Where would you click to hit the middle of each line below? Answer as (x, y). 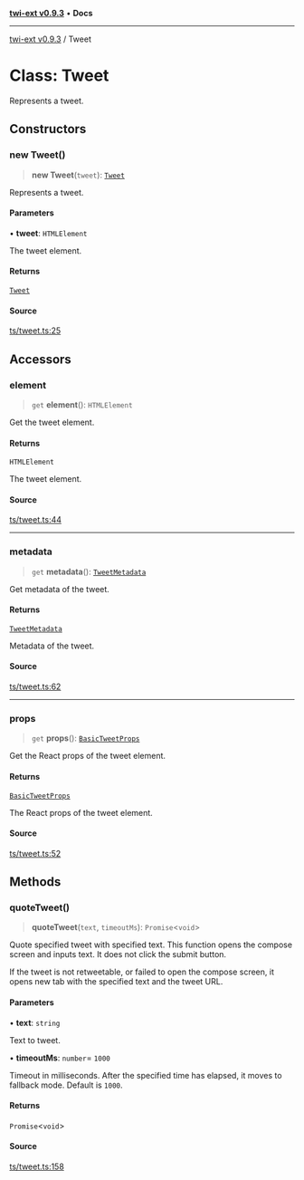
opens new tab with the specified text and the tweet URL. (116, 982)
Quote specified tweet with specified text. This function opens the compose (151, 945)
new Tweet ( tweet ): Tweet (78, 175)
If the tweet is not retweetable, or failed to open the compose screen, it (142, 972)
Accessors (41, 359)
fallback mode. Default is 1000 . (66, 1085)
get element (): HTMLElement (82, 404)
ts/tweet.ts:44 (35, 520)
